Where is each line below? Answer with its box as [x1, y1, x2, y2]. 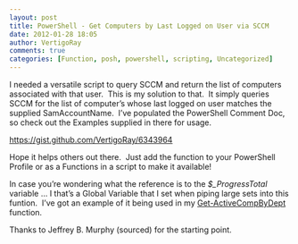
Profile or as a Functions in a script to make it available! [9, 162, 212, 172]
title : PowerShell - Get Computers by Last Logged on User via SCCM [9, 21, 269, 30]
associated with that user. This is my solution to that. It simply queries [9, 88, 269, 99]
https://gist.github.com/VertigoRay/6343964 [9, 135, 173, 145]
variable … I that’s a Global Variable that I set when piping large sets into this [9, 189, 289, 198]
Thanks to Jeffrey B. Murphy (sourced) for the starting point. [9, 224, 232, 235]
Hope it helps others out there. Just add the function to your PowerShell [9, 152, 276, 162]
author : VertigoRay [9, 38, 82, 47]
